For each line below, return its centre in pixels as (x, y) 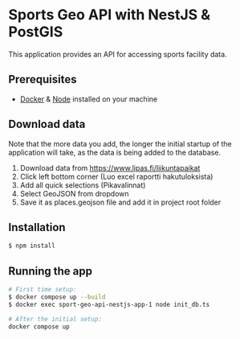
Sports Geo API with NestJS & (110, 15)
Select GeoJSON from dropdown (75, 193)
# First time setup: (43, 290)
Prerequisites (43, 79)
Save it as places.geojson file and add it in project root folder (120, 202)
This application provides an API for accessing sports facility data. (118, 54)
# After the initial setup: (55, 319)
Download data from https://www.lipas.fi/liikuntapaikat (110, 167)
